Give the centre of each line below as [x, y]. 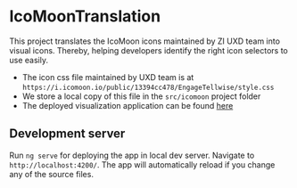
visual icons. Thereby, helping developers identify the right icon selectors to [148, 50]
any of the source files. [51, 174]
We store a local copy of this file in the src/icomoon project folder [141, 96]
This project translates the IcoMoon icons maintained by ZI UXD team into [145, 41]
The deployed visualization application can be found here [128, 105]
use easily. [29, 60]
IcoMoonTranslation [85, 16]
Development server [67, 134]
